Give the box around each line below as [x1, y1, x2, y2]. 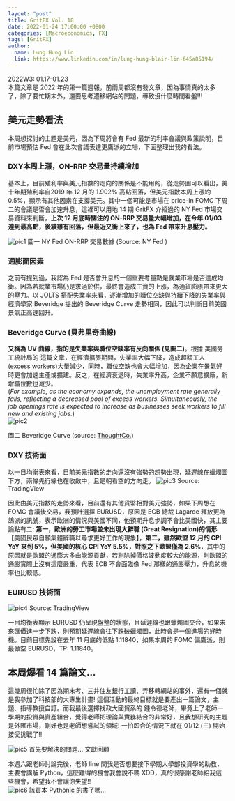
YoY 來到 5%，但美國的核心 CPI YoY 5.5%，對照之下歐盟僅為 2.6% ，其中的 [8, 542, 226, 551]
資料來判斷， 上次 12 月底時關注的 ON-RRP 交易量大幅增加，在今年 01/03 [13, 213, 222, 222]
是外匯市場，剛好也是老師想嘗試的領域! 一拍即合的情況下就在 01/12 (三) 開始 [8, 721, 225, 729]
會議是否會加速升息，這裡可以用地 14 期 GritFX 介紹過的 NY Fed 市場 [20, 205, 217, 213]
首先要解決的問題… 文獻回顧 [29, 745, 110, 753]
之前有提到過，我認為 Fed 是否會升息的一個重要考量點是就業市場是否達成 [8, 273, 218, 282]
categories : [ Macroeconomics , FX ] [8, 29, 109, 37]
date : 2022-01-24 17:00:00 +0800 [8, 23, 105, 30]
